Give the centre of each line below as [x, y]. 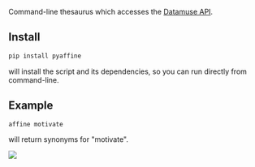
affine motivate [36, 124]
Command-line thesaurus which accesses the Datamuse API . [111, 12]
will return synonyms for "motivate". [68, 139]
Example [31, 106]
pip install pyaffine [45, 56]
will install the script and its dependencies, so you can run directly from [128, 71]
